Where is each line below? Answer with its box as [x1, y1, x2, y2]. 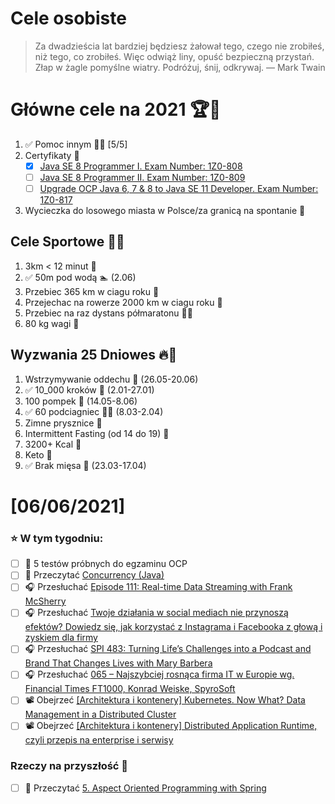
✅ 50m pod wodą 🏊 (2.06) [24, 271, 137, 283]
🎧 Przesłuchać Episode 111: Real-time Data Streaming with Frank [24, 581, 293, 593]
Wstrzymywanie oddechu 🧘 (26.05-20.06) [24, 373, 199, 385]
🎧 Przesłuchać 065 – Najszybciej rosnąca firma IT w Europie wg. [24, 668, 295, 681]
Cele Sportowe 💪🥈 [10, 233, 125, 251]
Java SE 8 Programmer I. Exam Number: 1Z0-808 [39, 160, 243, 172]
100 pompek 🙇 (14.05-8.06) [24, 395, 138, 407]
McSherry [24, 595, 67, 607]
